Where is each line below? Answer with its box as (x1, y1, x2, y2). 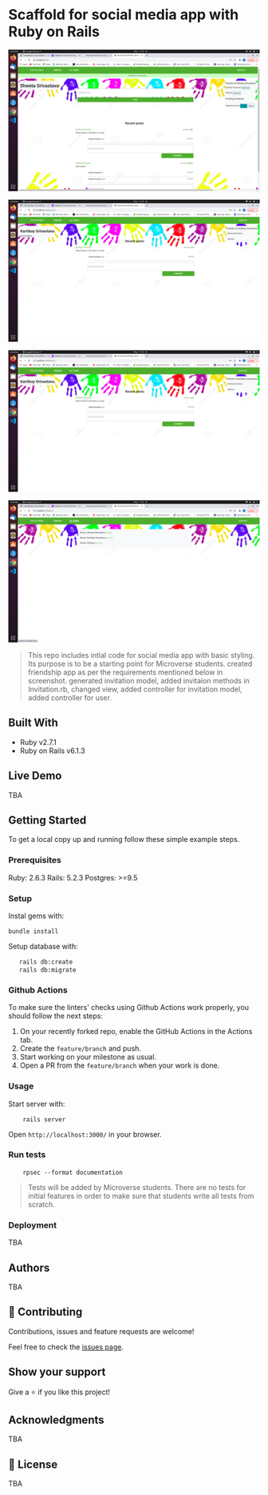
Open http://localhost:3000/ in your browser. (8, 1129, 162, 1139)
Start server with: (8, 1099, 65, 1108)
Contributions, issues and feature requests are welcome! (8, 1326, 195, 1336)
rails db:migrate (18, 966, 77, 974)
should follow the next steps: (8, 1011, 104, 1021)
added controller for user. (27, 692, 112, 702)
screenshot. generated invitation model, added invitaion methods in (27, 675, 250, 685)
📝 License (8, 1457, 58, 1471)
